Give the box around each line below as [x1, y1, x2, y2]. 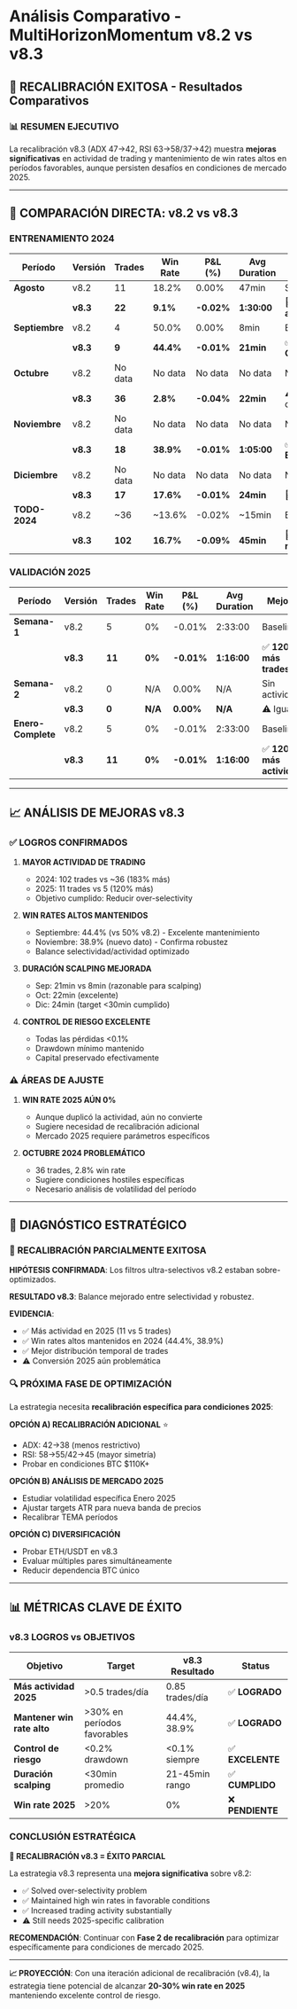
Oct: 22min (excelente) [34, 989, 119, 1000]
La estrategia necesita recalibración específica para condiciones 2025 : [9, 1401, 274, 1411]
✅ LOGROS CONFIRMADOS [9, 836, 128, 848]
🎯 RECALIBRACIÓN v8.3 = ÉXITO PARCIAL [9, 1850, 166, 1861]
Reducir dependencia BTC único [21, 1565, 140, 1575]
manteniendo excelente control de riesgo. [9, 1989, 161, 2000]
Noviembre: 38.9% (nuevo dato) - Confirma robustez [34, 936, 228, 947]
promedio [83, 1778, 125, 1791]
